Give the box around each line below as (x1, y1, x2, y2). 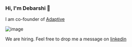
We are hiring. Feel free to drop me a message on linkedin (5, 36, 126, 42)
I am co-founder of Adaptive (5, 16, 65, 22)
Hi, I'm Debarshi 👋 (5, 5, 51, 12)
